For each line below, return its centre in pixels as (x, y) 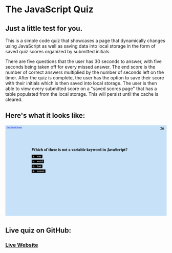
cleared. (14, 99)
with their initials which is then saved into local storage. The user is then (81, 83)
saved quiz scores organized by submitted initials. (58, 51)
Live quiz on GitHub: (38, 230)
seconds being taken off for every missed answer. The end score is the (80, 67)
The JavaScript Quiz (49, 9)
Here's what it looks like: (45, 115)
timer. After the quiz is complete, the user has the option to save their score (85, 78)
